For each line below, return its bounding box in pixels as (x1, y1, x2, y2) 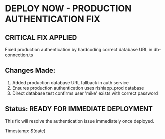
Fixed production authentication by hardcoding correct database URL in (5, 47, 153, 52)
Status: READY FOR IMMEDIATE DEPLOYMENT (5, 105, 153, 113)
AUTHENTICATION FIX (5, 13, 101, 25)
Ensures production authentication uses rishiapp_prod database (12, 85, 144, 91)
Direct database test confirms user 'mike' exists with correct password (12, 90, 158, 96)
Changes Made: (5, 66, 56, 75)
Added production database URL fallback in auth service (12, 79, 129, 85)
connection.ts (5, 52, 33, 58)
